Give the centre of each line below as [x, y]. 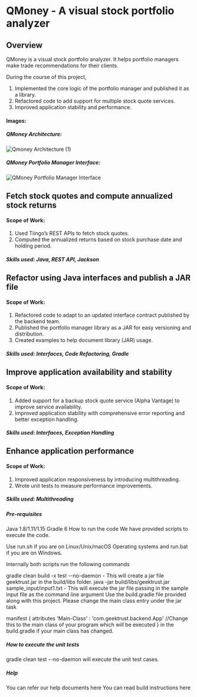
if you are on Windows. [34, 553]
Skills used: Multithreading [40, 499]
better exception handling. [47, 419]
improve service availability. [48, 407]
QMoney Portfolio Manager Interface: [53, 163]
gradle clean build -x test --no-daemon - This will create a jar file [85, 576]
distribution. [29, 334]
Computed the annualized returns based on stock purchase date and [98, 239]
